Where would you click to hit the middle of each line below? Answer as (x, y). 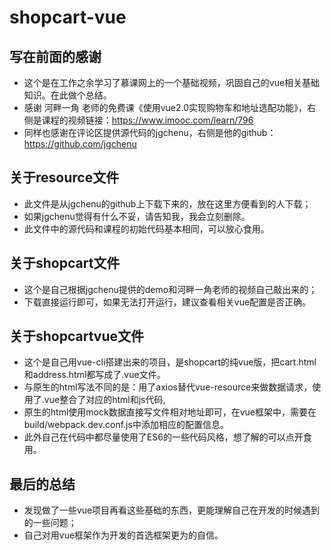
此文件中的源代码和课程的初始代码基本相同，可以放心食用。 (146, 228)
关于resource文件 (64, 177)
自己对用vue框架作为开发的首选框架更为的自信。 (123, 535)
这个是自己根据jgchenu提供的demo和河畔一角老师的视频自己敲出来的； (170, 289)
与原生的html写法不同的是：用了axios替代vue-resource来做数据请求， (168, 387)
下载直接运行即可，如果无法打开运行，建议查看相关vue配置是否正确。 (167, 302)
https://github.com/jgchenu (80, 144)
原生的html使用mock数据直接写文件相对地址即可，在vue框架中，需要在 (170, 412)
